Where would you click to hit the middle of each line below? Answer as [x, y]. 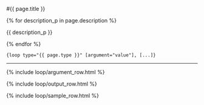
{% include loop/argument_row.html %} [56, 72]
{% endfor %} [24, 44]
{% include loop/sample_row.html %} [53, 96]
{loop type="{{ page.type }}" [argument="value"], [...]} [81, 55]
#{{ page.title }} [26, 9]
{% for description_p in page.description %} [62, 20]
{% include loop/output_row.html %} [52, 84]
